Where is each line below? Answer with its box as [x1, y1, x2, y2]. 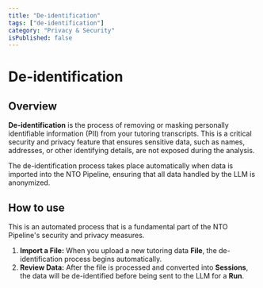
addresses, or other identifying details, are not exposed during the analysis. [8, 146, 255, 156]
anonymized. [8, 178, 51, 187]
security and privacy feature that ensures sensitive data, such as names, [8, 137, 246, 147]
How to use [8, 201, 65, 214]
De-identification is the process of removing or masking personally [8, 121, 230, 130]
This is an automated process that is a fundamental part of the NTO [8, 222, 228, 232]
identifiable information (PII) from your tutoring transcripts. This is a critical [8, 129, 252, 139]
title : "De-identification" [8, 11, 101, 20]
